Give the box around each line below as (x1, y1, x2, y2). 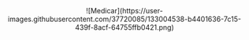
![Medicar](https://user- (86, 6, 163, 15)
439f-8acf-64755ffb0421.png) (74, 23, 175, 32)
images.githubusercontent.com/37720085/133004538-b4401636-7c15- (7, 14, 242, 24)
